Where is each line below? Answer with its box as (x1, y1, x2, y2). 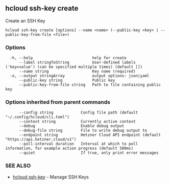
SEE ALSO (5, 162, 31, 169)
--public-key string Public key (18, 78, 115, 83)
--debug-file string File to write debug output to (18, 128, 147, 133)
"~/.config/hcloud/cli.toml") (5, 114, 70, 120)
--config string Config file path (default (18, 110, 138, 115)
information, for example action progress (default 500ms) (5, 146, 134, 151)
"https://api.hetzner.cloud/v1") (5, 137, 77, 142)
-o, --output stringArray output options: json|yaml (10, 74, 150, 79)
